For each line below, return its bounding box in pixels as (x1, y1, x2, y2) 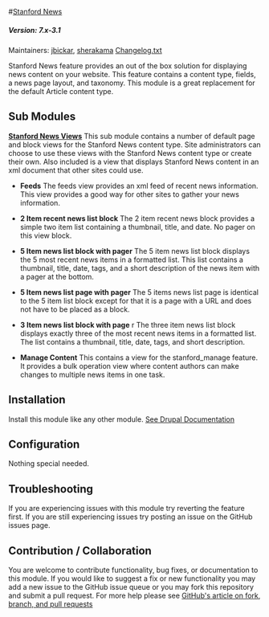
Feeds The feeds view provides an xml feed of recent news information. (19, 181, 259, 190)
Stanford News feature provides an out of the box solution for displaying (8, 60, 247, 71)
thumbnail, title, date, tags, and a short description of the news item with (19, 263, 260, 272)
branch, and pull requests (8, 599, 93, 609)
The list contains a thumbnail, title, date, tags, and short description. (19, 337, 246, 346)
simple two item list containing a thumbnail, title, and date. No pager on (19, 222, 255, 231)
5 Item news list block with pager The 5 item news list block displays (19, 246, 251, 255)
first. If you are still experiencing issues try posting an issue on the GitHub (8, 512, 253, 521)
